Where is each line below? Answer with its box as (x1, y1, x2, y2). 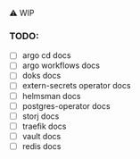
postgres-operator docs (21, 100, 111, 111)
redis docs (21, 140, 62, 151)
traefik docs (21, 121, 67, 131)
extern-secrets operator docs (21, 80, 131, 91)
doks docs (21, 71, 62, 81)
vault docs (21, 130, 62, 141)
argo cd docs (21, 50, 71, 61)
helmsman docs (21, 90, 81, 101)
